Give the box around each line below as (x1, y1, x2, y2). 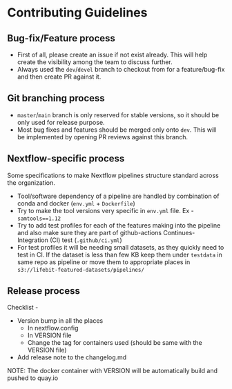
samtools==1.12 (17, 215, 61, 222)
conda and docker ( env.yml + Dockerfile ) (17, 199, 136, 208)
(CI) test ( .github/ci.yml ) (49, 236, 122, 244)
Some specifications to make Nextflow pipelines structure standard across (7, 171, 219, 179)
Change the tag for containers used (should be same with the (27, 339, 202, 347)
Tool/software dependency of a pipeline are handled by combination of (17, 192, 220, 200)
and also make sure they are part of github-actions (17, 228, 162, 237)
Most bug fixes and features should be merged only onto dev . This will (17, 126, 217, 134)
